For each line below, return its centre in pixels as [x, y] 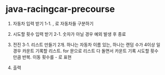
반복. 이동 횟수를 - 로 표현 [47, 57]
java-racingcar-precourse [60, 9]
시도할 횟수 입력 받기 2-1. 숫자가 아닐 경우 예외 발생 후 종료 [69, 34]
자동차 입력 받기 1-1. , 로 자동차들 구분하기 [53, 23]
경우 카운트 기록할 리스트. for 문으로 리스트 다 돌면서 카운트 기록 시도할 [81, 51]
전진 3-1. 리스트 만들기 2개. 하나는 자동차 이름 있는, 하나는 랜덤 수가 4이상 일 [86, 44]
